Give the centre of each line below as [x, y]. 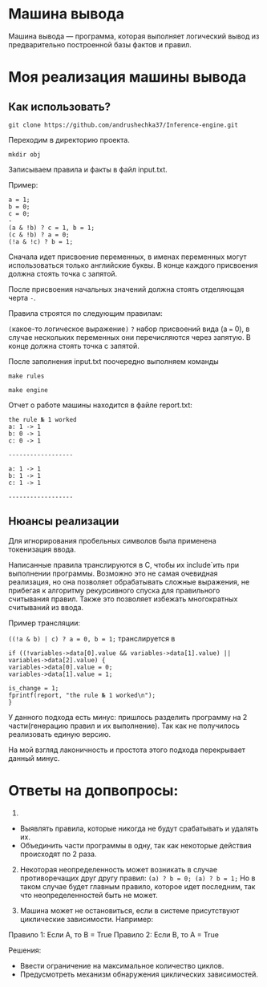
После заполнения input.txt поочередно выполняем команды [113, 361]
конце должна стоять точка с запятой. [74, 346]
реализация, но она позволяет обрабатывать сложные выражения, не [129, 581]
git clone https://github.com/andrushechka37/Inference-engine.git [123, 125]
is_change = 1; [34, 688]
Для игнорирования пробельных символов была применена [112, 540]
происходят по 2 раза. [58, 854]
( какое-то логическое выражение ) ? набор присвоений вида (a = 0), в [129, 329]
